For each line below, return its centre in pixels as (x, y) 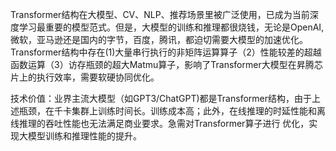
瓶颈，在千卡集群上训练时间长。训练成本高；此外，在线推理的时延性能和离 (172, 111)
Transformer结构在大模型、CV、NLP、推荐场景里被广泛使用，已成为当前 (160, 14)
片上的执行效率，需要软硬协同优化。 (85, 77)
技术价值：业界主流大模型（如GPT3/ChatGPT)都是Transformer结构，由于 (161, 98)
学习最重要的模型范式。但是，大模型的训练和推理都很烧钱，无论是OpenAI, (171, 27)
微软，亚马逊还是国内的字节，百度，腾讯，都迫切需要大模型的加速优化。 (159, 39)
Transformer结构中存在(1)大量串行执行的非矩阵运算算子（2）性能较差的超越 (166, 52)
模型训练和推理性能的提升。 (84, 136)
